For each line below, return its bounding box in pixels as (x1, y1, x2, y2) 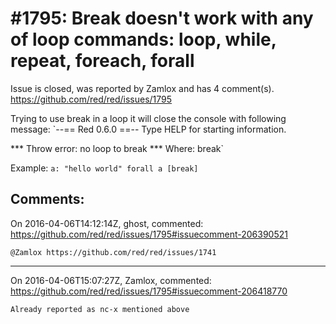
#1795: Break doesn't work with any (10, 7, 314, 30)
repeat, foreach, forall (10, 50, 195, 72)
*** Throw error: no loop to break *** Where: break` (10, 142, 225, 154)
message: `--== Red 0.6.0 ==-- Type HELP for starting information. (10, 123, 287, 135)
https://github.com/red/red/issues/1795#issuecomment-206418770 (10, 285, 288, 297)
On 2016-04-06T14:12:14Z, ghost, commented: (10, 217, 204, 229)
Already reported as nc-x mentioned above (10, 304, 190, 314)
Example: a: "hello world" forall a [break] (10, 162, 199, 174)
